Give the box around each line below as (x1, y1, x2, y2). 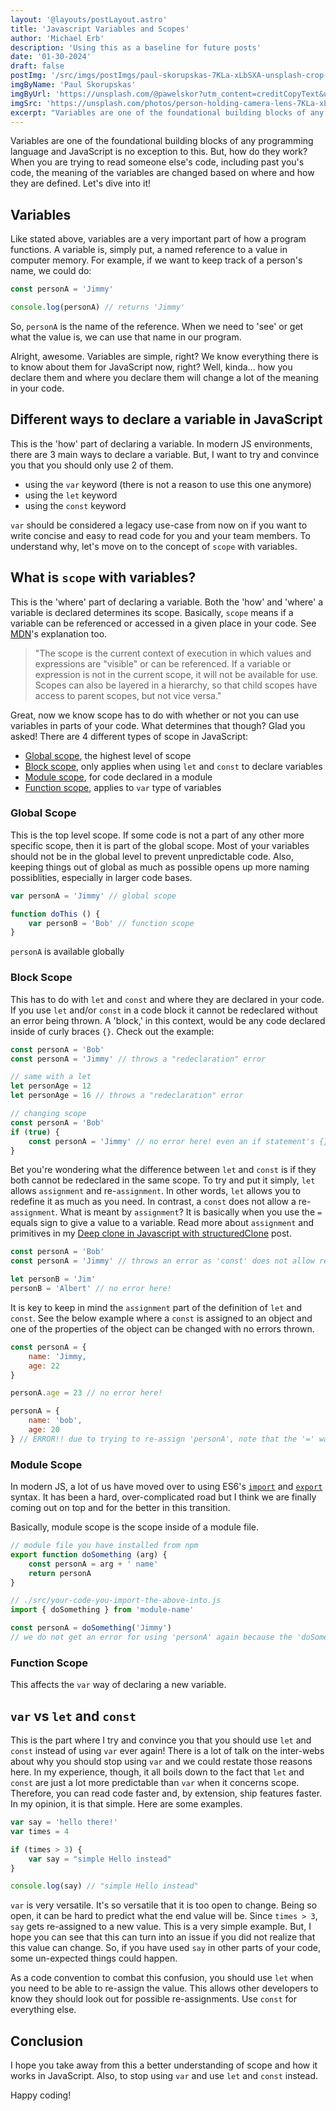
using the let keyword (24, 489, 118, 501)
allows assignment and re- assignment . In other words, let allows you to (10, 1185, 302, 1197)
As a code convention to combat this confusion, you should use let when (10, 1972, 314, 1984)
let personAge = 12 (10, 1081, 92, 1091)
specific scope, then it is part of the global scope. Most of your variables (10, 839, 310, 851)
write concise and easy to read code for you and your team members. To (10, 529, 311, 541)
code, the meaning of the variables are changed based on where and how (10, 167, 315, 179)
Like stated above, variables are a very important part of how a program (10, 233, 307, 245)
